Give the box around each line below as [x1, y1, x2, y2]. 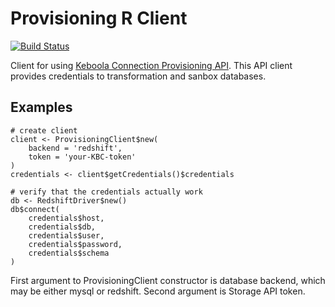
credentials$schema [28, 248, 110, 258]
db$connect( [10, 204, 60, 214]
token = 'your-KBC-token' [28, 152, 137, 162]
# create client [10, 125, 78, 136]
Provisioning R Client [10, 7, 188, 30]
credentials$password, [28, 239, 123, 249]
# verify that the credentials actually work [10, 187, 203, 197]
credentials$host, [28, 213, 105, 223]
